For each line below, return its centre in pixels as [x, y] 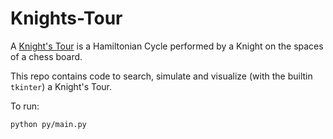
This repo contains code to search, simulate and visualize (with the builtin [161, 76]
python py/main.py [48, 124]
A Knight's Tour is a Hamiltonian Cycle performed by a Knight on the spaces [167, 46]
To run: [25, 106]
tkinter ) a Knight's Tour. [61, 86]
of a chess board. [46, 56]
